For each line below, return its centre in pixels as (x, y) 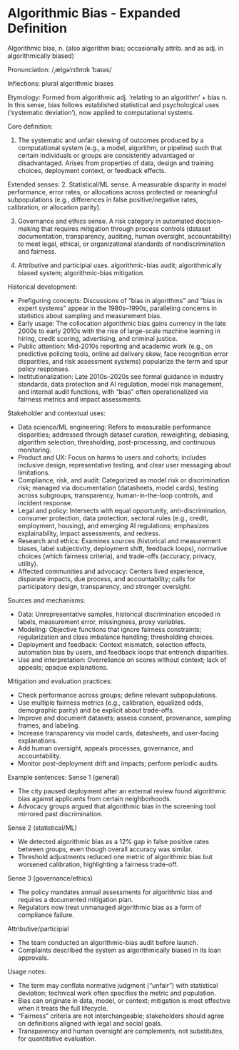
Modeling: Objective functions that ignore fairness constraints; (110, 629)
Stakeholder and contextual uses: (56, 413)
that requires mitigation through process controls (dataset (126, 228)
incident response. (45, 502)
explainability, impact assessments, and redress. (89, 533)
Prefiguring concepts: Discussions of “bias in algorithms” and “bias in (120, 300)
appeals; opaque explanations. (63, 667)
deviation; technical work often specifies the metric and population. (117, 993)
